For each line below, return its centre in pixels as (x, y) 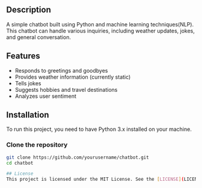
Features (23, 56)
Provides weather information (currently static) (73, 77)
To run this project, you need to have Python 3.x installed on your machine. (99, 129)
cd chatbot (20, 163)
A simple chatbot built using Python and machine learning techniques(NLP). (100, 24)
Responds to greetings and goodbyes (61, 70)
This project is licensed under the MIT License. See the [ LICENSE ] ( (95, 180)
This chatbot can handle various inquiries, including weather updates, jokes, (101, 31)
